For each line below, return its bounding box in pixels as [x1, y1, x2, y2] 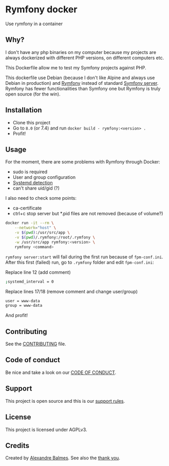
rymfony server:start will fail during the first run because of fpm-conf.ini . [5, 253, 163, 260]
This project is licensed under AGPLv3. [5, 426, 87, 433]
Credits [5, 441, 30, 450]
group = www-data [5, 303, 43, 308]
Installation [5, 106, 42, 115]
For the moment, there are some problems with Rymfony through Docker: [5, 159, 160, 165]
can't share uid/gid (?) [12, 185, 60, 191]
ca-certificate [12, 205, 42, 211]
